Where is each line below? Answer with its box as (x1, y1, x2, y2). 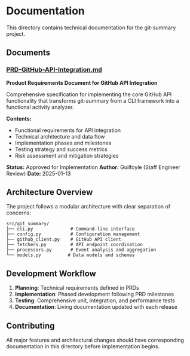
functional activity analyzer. (6, 103, 74, 111)
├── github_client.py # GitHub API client (6, 237, 121, 243)
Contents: (6, 115, 32, 122)
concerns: (6, 209, 32, 216)
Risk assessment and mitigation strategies (14, 152, 119, 159)
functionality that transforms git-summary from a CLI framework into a (6, 97, 179, 104)
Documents (6, 48, 51, 58)
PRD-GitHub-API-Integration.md (6, 66, 103, 74)
